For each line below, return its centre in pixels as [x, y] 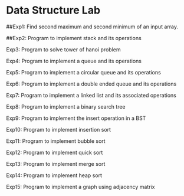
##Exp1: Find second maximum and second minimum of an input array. [92, 27]
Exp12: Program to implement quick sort [55, 152]
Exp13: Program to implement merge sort [56, 164]
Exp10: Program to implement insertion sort [58, 129]
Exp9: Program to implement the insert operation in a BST [76, 118]
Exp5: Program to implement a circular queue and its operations [83, 72]
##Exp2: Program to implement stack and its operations [74, 38]
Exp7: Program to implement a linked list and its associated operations [91, 95]
